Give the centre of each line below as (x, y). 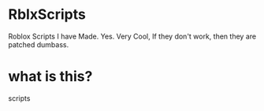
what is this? (50, 77)
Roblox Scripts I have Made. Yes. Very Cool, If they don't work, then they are (132, 36)
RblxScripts (47, 15)
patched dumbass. (39, 44)
